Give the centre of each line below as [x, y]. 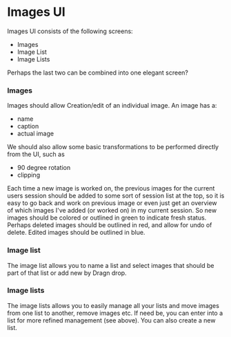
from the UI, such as [36, 154]
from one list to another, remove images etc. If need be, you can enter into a [115, 313]
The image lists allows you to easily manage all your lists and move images [113, 305]
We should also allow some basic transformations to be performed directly [113, 147]
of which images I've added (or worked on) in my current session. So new [112, 211]
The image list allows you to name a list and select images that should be [111, 265]
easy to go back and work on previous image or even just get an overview [112, 203]
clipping [28, 175]
